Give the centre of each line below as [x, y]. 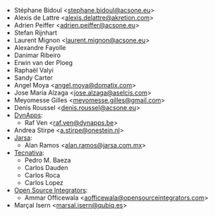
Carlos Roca [42, 175]
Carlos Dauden [46, 168]
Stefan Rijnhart [36, 32]
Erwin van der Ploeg [43, 62]
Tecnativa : [29, 152]
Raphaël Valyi [34, 70]
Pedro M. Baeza [48, 160]
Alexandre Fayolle [40, 48]
